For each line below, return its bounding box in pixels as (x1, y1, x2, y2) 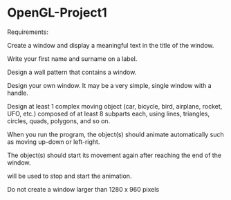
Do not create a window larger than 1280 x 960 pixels (7, 185, 160, 193)
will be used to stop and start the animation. (7, 172, 132, 180)
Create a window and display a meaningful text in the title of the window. (7, 41, 214, 49)
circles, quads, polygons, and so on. (7, 116, 111, 125)
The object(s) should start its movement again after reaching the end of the (7, 151, 222, 159)
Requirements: (7, 28, 48, 36)
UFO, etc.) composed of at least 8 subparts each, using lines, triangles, (7, 109, 210, 118)
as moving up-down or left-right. (7, 137, 100, 146)
